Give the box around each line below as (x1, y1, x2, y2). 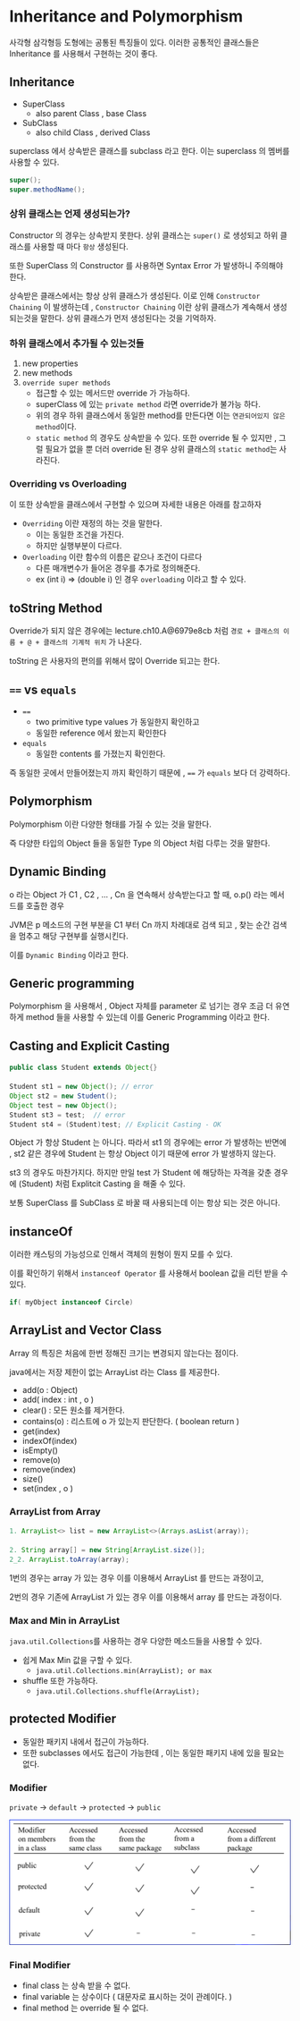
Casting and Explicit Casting (9, 1038, 171, 1053)
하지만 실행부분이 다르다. (35, 540, 122, 551)
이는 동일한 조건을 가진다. (35, 530, 125, 540)
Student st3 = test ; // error (9, 1110, 126, 1119)
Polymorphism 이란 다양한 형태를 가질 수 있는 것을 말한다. (9, 819, 212, 829)
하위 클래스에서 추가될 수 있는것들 (9, 337, 145, 350)
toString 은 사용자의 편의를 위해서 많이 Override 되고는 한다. (9, 656, 221, 667)
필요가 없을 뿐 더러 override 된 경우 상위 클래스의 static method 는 (45, 444, 278, 454)
